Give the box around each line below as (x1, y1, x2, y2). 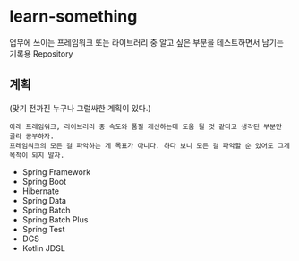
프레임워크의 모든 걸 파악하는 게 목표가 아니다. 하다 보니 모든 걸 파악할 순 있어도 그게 (9, 141, 291, 150)
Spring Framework (21, 166, 91, 177)
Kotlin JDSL (21, 242, 65, 253)
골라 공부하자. (9, 132, 55, 141)
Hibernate (21, 186, 60, 196)
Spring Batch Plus (21, 213, 89, 225)
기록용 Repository (9, 48, 73, 59)
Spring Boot (21, 176, 67, 187)
